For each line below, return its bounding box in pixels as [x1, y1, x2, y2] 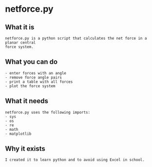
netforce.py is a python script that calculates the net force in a [5, 36, 147, 41]
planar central [5, 40, 36, 45]
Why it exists [5, 144, 45, 153]
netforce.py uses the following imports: [5, 110, 91, 115]
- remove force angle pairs [5, 75, 62, 80]
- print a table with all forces [5, 79, 73, 84]
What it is [5, 23, 35, 31]
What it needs [5, 97, 49, 105]
